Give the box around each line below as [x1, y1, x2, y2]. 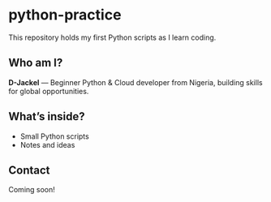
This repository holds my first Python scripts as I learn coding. [8, 32, 217, 42]
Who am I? [8, 56, 63, 70]
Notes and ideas [19, 140, 75, 149]
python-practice [8, 6, 122, 24]
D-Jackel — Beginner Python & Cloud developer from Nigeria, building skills [8, 77, 263, 87]
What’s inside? [8, 110, 85, 123]
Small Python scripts [19, 131, 89, 141]
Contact [8, 163, 50, 177]
